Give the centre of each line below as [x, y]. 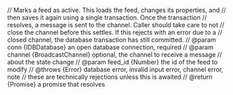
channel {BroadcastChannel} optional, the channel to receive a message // [115, 54]
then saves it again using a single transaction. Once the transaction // [107, 17]
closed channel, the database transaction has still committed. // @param [112, 40]
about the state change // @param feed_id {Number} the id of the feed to [113, 62]
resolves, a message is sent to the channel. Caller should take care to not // [116, 25]
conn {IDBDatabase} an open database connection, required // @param [110, 47]
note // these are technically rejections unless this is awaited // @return [110, 77]
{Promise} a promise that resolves [56, 84]
